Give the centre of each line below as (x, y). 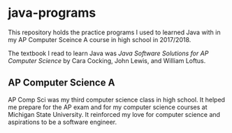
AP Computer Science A (61, 83)
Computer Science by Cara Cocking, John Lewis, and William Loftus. (107, 60)
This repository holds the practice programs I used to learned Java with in (114, 32)
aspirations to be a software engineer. (63, 122)
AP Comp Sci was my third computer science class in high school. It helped (117, 99)
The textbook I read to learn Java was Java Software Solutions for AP (108, 53)
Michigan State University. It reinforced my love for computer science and (114, 114)
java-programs (52, 13)
